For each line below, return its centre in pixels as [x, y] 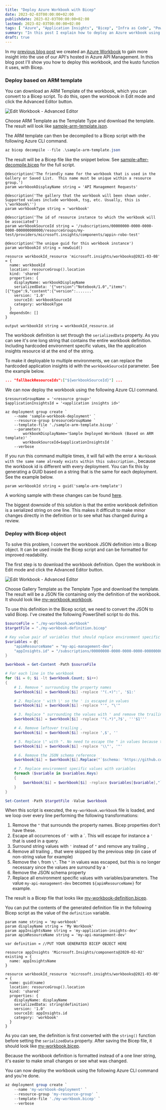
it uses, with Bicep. [24, 67]
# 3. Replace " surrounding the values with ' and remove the [79, 715]
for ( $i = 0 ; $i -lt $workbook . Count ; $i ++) [52, 678]
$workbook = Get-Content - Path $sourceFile [51, 665]
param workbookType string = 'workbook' [47, 209]
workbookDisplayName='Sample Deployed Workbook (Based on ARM [88, 433]
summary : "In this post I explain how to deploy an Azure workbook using [83, 33]
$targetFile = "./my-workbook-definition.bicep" [56, 628]
